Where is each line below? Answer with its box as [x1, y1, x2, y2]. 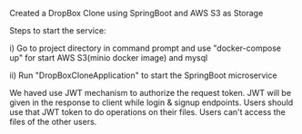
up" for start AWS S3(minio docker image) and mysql [9, 53, 208, 62]
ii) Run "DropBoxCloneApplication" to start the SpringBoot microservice [9, 70, 277, 81]
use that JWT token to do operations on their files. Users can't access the [9, 107, 287, 117]
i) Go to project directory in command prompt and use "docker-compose [9, 43, 282, 53]
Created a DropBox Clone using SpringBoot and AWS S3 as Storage [9, 8, 264, 18]
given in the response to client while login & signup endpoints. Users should [9, 97, 294, 108]
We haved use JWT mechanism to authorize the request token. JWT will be [9, 88, 292, 98]
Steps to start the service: [9, 25, 106, 35]
